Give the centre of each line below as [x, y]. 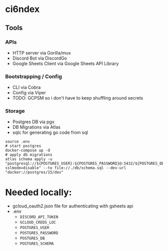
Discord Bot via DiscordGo [40, 58]
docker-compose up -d [28, 151]
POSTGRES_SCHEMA [37, 244]
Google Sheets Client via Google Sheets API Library [65, 63]
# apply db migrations [29, 155]
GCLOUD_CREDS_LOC [38, 222]
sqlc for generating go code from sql [50, 133]
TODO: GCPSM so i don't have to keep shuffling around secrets [78, 98]
